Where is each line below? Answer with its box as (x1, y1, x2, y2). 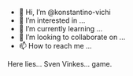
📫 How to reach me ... (18, 42, 92, 50)
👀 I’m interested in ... (18, 16, 86, 25)
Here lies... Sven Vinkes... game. (7, 60, 113, 68)
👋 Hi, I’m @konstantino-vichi (18, 8, 111, 16)
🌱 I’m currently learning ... (18, 24, 103, 33)
